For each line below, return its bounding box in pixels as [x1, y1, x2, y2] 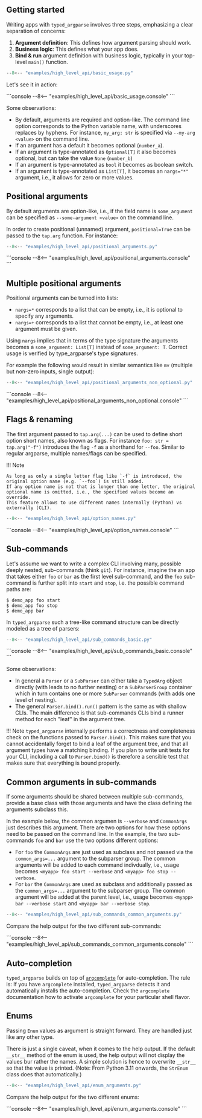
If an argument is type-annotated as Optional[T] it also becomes [14, 148, 177, 155]
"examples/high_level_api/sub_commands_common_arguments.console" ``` [6, 940, 194, 948]
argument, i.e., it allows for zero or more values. [14, 173, 134, 181]
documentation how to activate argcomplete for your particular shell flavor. [6, 993, 191, 1000]
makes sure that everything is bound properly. [6, 759, 121, 766]
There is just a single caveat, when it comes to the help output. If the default [6, 1045, 195, 1052]
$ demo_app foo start [6, 597, 61, 603]
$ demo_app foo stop [6, 602, 58, 609]
